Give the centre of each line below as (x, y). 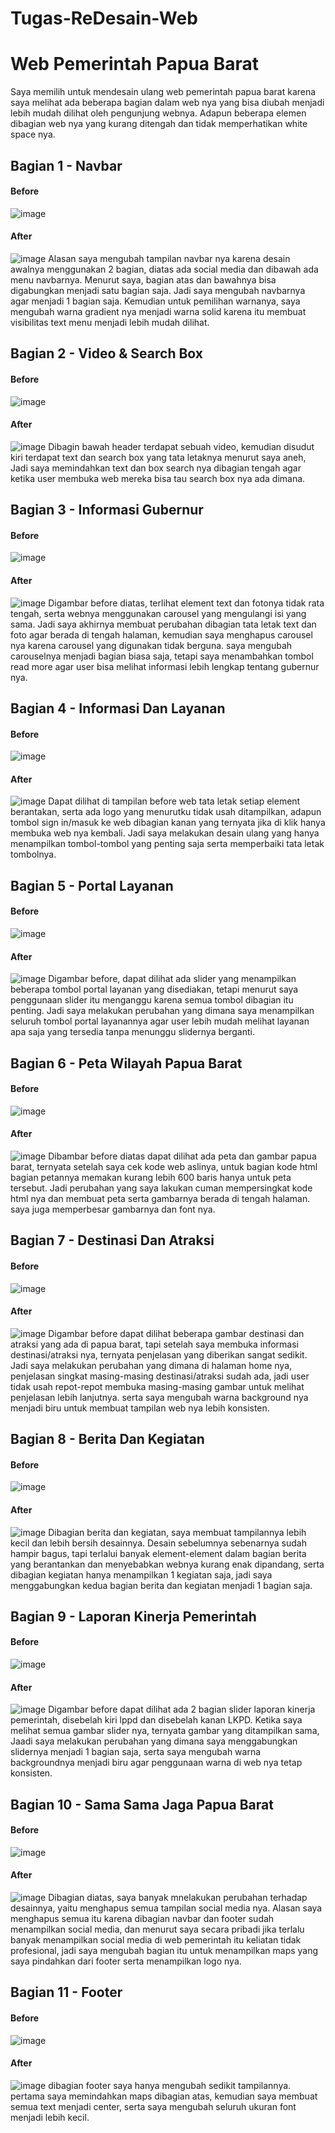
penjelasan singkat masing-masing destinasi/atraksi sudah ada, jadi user (160, 1376)
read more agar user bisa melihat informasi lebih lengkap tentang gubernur (165, 666)
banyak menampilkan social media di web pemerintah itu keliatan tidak (156, 1940)
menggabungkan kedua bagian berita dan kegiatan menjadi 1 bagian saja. (161, 1585)
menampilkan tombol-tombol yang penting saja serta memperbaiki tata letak (167, 844)
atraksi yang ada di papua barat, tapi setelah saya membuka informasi (154, 1344)
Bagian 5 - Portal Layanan (92, 885)
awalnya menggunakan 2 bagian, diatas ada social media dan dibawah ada (164, 269)
